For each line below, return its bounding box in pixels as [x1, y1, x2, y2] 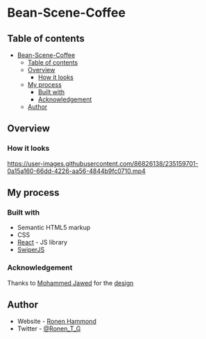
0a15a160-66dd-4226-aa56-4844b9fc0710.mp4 [7, 167, 146, 175]
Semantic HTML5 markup [17, 224, 91, 232]
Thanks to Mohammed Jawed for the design [7, 279, 134, 287]
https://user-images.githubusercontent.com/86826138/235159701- [7, 159, 199, 167]
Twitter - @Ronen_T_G [17, 324, 81, 333]
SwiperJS [17, 245, 45, 254]
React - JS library [17, 238, 68, 247]
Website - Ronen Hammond [17, 317, 97, 326]
